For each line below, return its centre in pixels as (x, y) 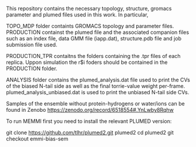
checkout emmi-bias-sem (37, 139)
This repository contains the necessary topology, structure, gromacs (89, 8)
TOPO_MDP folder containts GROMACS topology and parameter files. (90, 26)
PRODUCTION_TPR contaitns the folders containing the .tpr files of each (93, 56)
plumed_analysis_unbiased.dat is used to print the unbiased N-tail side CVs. (98, 92)
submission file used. (32, 45)
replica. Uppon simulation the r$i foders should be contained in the (87, 62)
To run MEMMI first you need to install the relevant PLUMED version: (89, 121)
